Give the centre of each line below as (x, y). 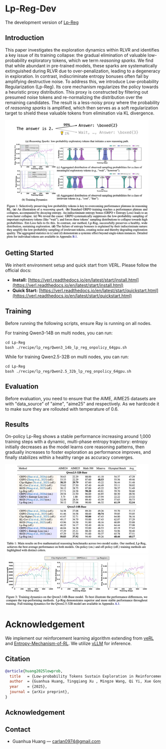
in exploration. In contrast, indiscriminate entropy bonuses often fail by (77, 76)
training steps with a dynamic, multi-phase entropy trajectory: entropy (76, 442)
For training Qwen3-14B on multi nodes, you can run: (59, 333)
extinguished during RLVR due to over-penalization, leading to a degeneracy (83, 71)
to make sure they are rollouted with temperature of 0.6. (62, 409)
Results (17, 424)
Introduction (25, 38)
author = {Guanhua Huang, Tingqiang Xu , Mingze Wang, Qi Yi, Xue (81, 682)
